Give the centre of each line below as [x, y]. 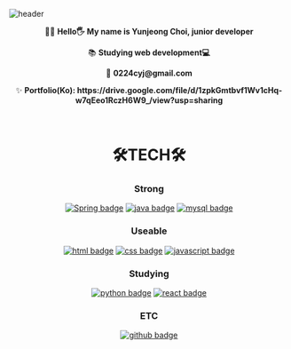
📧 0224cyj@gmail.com [149, 73]
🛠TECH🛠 [149, 155]
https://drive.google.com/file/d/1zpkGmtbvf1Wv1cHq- [180, 90]
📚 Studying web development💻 [149, 52]
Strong [149, 189]
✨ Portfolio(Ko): [45, 90]
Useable [149, 231]
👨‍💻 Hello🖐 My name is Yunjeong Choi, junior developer [149, 32]
